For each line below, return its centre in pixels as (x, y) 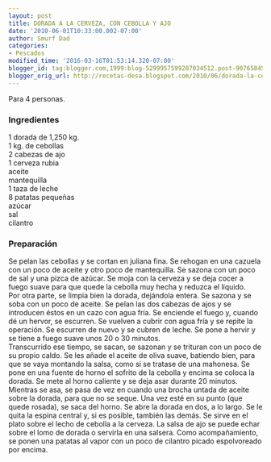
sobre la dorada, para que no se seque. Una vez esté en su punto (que (126, 398)
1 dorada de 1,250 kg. (44, 137)
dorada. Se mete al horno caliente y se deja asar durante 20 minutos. (123, 381)
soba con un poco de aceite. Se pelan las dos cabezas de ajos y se (120, 304)
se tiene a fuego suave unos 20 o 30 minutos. (85, 339)
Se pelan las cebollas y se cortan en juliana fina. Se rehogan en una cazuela (135, 261)
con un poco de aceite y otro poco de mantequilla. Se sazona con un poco (132, 270)
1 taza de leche (33, 188)
